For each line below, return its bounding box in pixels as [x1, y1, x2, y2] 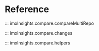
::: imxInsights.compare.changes [5, 30, 73, 36]
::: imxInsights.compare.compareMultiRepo [5, 20, 94, 26]
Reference [5, 4, 49, 15]
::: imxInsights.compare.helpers [5, 39, 70, 46]
